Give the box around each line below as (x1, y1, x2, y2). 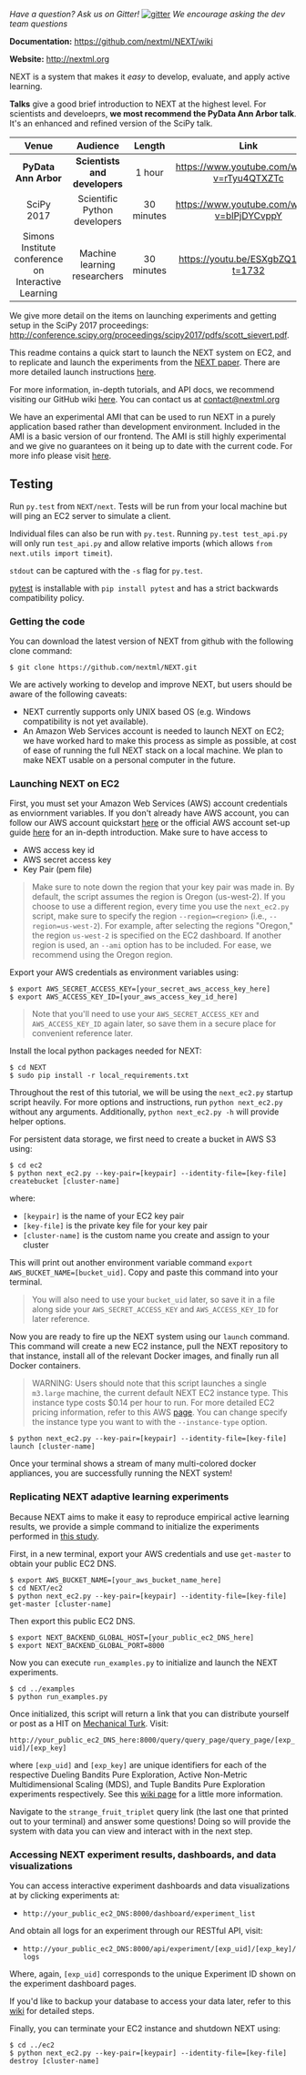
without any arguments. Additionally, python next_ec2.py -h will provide (9, 1106, 280, 1117)
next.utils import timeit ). (9, 547, 113, 558)
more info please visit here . (9, 451, 112, 461)
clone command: (9, 646, 73, 656)
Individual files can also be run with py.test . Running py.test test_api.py (9, 528, 289, 539)
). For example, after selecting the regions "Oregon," (97, 921, 293, 931)
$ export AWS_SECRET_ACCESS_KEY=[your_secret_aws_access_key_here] (9, 984, 271, 994)
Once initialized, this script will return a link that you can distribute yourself (9, 1708, 290, 1719)
